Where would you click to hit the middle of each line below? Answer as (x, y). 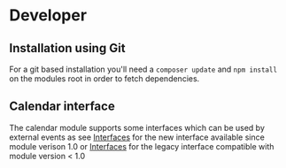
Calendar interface (62, 107)
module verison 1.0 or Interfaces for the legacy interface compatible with (142, 146)
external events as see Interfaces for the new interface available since (137, 137)
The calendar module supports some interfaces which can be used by (137, 127)
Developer (48, 15)
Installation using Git (67, 48)
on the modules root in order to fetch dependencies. (104, 79)
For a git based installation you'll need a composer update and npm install (143, 69)
